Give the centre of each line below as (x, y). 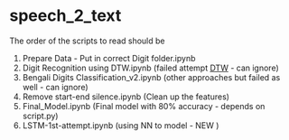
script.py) (40, 116)
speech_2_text (65, 16)
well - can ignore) (55, 87)
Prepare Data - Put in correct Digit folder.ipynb (109, 58)
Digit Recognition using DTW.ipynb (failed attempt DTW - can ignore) (150, 68)
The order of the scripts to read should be (87, 41)
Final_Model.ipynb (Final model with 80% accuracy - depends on (144, 106)
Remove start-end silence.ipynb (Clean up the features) (126, 97)
